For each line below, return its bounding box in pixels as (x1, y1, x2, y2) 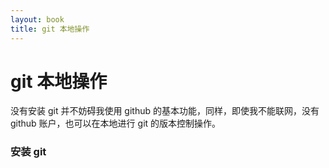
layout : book (10, 14, 65, 25)
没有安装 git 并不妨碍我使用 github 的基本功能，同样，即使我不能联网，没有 (10, 105, 320, 117)
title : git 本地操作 (10, 24, 90, 34)
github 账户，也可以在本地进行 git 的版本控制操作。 (10, 117, 222, 130)
